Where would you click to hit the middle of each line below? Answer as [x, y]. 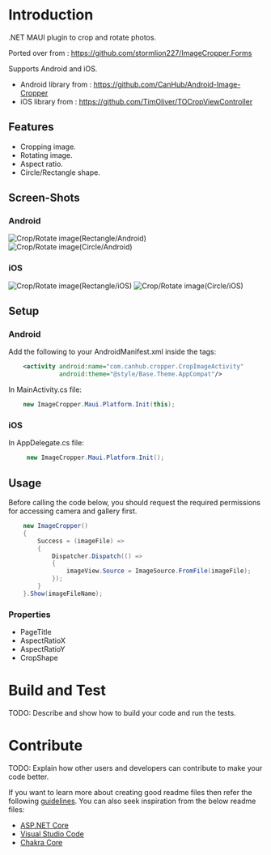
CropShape [39, 658]
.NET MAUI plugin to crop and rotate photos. [82, 37]
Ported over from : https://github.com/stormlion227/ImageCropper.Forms [130, 53]
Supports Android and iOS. [53, 68]
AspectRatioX [43, 640]
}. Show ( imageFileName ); [63, 593]
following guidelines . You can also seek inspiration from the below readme [132, 801]
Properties [30, 615]
